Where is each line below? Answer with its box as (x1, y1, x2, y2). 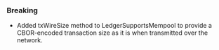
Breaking (6, 6, 38, 15)
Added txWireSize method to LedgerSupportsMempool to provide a (16, 22, 212, 30)
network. (16, 36, 43, 44)
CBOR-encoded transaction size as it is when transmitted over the (16, 28, 208, 37)
